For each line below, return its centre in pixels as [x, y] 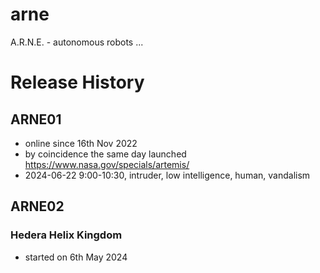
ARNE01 [36, 119]
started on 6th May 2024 [76, 257]
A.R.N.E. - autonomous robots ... [77, 42]
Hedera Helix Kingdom [66, 235]
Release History [77, 82]
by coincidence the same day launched [105, 154]
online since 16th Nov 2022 [81, 143]
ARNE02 [37, 206]
